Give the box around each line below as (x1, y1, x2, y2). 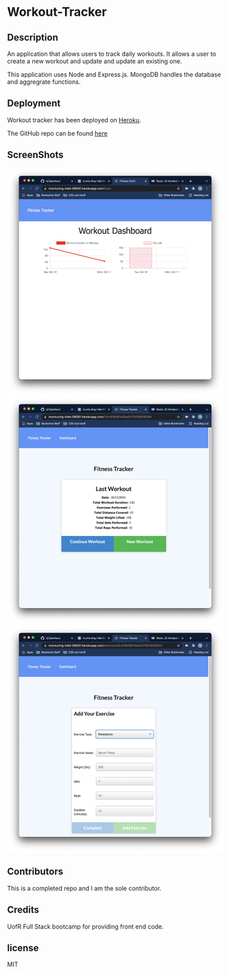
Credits (7, 904, 40, 916)
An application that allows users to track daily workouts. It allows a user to (7, 50, 217, 58)
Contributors (7, 866, 64, 878)
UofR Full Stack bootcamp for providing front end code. (7, 922, 165, 931)
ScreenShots (7, 149, 64, 161)
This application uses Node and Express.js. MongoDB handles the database (7, 70, 221, 78)
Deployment (7, 98, 61, 109)
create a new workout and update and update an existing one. (7, 57, 182, 65)
